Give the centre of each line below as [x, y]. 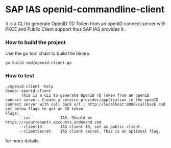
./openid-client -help [29, 86]
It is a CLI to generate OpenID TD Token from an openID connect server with [86, 24]
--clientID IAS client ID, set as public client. [81, 126]
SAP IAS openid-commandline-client [85, 9]
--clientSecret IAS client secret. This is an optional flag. [90, 131]
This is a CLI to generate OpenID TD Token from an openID [85, 95]
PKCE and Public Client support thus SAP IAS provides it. [65, 29]
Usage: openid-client [28, 91]
